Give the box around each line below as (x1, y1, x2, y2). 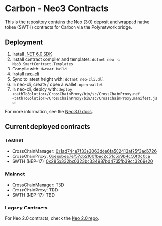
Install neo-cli (12, 71, 40, 77)
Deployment (5, 38, 43, 47)
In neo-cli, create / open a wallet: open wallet (12, 81, 103, 87)
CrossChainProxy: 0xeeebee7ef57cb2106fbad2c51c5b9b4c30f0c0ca (12, 154, 151, 159)
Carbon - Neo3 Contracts (5, 3, 109, 14)
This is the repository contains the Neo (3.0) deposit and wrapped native (5, 19, 150, 25)
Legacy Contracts (5, 204, 48, 211)
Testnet (5, 137, 24, 144)
